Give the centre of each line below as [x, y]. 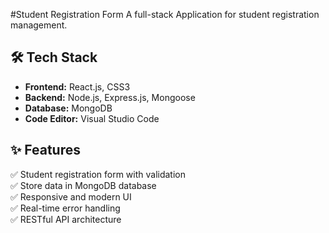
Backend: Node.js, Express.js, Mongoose [110, 97]
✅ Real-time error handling [65, 208]
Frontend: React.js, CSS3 [77, 86]
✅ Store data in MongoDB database [83, 185]
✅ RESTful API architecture [66, 219]
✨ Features [45, 150]
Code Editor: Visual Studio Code [92, 118]
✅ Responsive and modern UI [71, 196]
